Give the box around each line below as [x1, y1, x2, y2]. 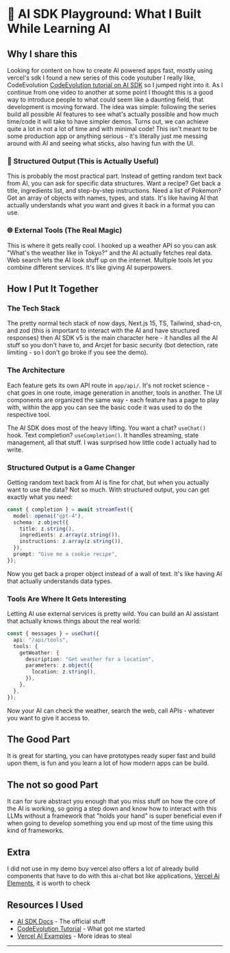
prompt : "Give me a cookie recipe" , [13, 551, 118, 558]
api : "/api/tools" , [13, 636, 69, 643]
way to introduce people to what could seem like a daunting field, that [7, 95, 204, 104]
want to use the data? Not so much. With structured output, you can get [7, 485, 210, 494]
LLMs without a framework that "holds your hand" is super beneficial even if [7, 812, 222, 820]
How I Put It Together [7, 283, 99, 295]
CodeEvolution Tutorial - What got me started [16, 924, 146, 932]
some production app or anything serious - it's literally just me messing [7, 132, 207, 140]
